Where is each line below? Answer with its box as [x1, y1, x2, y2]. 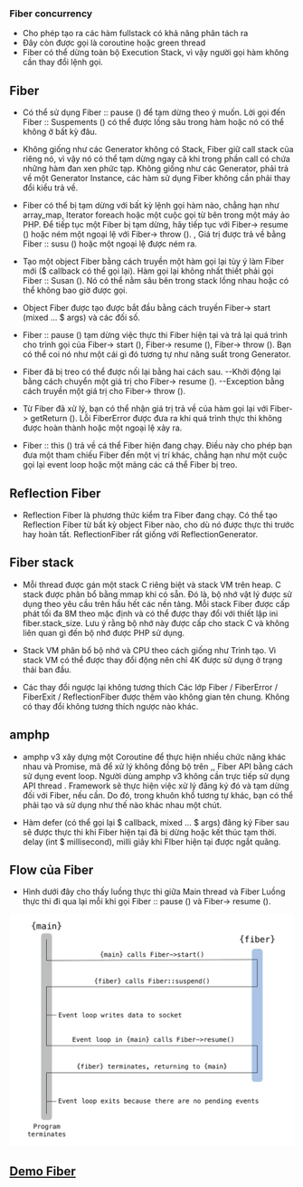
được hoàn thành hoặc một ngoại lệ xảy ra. [22, 422, 183, 433]
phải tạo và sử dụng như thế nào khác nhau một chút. [22, 799, 223, 810]
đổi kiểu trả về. [22, 182, 79, 193]
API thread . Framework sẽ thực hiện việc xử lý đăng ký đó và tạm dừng [22, 780, 289, 791]
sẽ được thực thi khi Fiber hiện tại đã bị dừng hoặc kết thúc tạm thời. [22, 826, 278, 837]
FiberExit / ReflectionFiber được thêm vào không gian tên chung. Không [22, 691, 290, 702]
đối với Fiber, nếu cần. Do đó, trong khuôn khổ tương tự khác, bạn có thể [22, 789, 294, 800]
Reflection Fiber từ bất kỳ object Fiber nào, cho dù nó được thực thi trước [22, 519, 295, 530]
